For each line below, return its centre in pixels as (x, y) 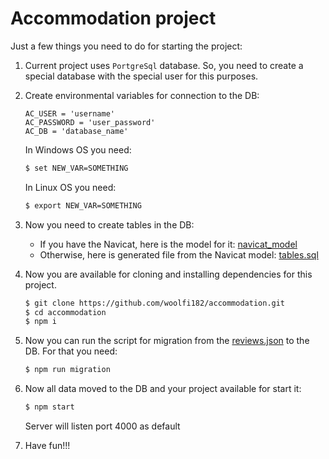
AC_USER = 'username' (69, 113)
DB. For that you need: (71, 351)
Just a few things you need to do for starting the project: (126, 46)
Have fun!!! (47, 446)
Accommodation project (113, 18)
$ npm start (49, 407)
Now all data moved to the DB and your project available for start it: (163, 389)
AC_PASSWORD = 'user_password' (90, 122)
